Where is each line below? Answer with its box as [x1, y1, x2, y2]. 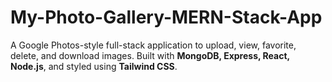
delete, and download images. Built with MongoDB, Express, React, [10, 49, 290, 61]
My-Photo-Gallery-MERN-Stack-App [10, 6, 323, 29]
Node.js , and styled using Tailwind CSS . [10, 60, 178, 72]
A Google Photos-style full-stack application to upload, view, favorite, [10, 39, 297, 51]
